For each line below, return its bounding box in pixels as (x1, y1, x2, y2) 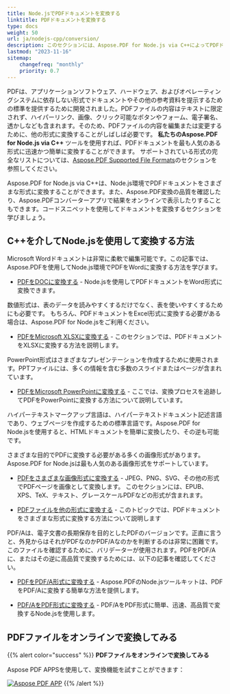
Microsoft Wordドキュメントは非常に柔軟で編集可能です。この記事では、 (7, 254, 212, 263)
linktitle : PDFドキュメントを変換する (7, 16, 107, 23)
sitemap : (7, 55, 32, 62)
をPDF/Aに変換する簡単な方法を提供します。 (16, 586, 143, 595)
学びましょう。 (7, 213, 49, 222)
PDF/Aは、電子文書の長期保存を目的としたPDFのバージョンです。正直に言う (7, 529, 222, 537)
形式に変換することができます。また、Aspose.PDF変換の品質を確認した (18, 187, 221, 195)
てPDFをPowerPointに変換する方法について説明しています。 (16, 396, 187, 405)
